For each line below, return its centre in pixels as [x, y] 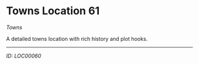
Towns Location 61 [53, 11]
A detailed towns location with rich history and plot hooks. [77, 39]
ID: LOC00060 [24, 56]
